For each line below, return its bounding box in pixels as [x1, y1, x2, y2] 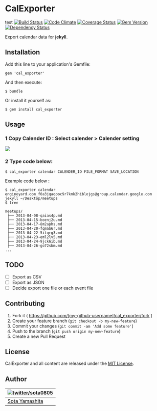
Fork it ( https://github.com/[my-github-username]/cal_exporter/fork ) [12, 312, 153, 318]
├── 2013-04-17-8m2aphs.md [7, 221, 63, 226]
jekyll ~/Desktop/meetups [5, 196, 58, 201]
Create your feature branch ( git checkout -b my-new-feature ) [12, 318, 137, 324]
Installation [5, 48, 40, 56]
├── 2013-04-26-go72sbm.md [7, 243, 63, 248]
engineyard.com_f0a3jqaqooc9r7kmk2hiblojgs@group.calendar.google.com [5, 192, 152, 196]
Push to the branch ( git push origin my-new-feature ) [12, 328, 121, 334]
